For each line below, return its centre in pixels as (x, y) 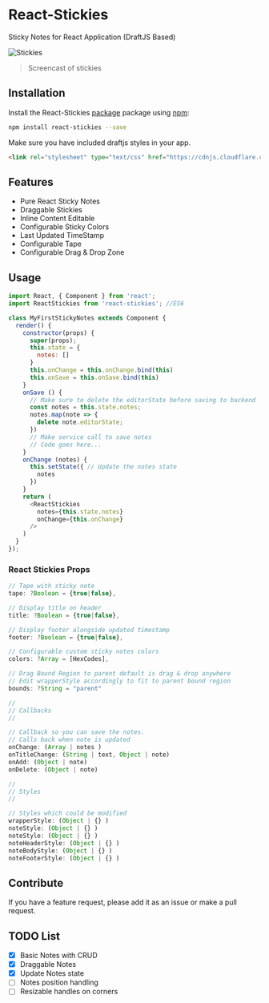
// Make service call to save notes (90, 437)
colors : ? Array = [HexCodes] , (59, 659)
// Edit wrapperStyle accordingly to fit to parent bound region (119, 681)
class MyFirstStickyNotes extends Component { (87, 318)
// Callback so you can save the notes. (77, 732)
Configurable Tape (50, 244)
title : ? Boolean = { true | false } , (64, 615)
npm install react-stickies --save (68, 127)
